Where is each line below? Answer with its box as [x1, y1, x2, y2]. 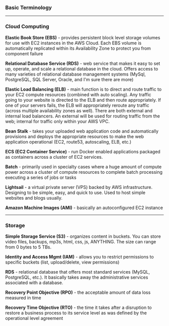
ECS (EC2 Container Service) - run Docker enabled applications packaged [5, 148, 161, 155]
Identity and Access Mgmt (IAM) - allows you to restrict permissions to [5, 253, 154, 259]
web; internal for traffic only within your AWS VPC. [5, 118, 110, 124]
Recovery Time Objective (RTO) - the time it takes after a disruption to [5, 304, 152, 310]
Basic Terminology [5, 4, 52, 11]
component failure [5, 50, 43, 56]
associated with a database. [5, 279, 63, 286]
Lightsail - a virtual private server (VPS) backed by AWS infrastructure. [5, 184, 152, 190]
